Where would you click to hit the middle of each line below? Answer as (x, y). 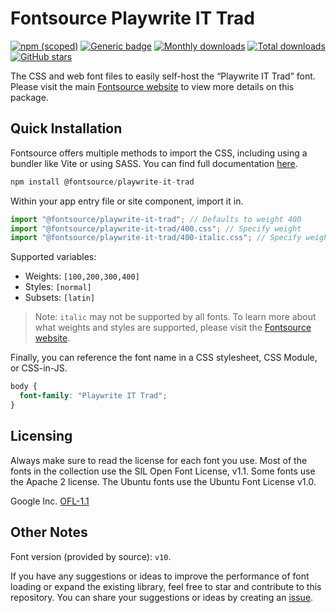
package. (29, 97)
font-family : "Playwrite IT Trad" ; (93, 396)
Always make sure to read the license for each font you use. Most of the (159, 460)
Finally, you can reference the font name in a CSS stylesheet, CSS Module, (164, 358)
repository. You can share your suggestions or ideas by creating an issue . (162, 597)
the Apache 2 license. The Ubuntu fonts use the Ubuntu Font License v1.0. (163, 481)
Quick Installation (66, 128)
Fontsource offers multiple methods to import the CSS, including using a (159, 153)
